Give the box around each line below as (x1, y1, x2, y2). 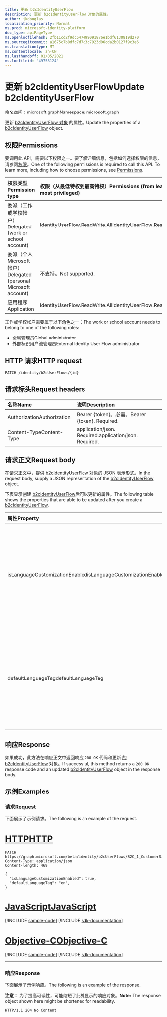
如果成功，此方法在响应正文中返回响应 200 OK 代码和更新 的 (5, 755, 127, 761)
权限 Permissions (5, 141, 58, 149)
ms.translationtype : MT (5, 44, 55, 49)
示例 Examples (5, 787, 50, 795)
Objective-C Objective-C (5, 935, 108, 946)
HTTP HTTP (5, 833, 53, 845)
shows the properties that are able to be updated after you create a (5, 497, 143, 503)
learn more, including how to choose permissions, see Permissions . (5, 167, 144, 173)
